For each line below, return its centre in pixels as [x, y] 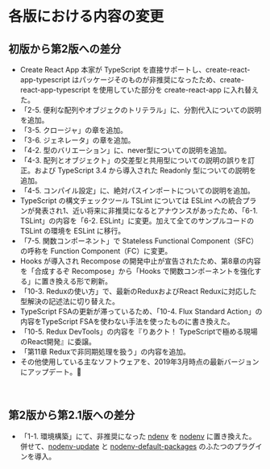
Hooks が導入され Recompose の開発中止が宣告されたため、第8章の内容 [140, 261]
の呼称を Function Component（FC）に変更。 [96, 251]
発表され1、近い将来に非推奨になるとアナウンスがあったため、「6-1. [146, 211]
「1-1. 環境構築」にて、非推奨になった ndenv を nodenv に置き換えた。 [138, 436]
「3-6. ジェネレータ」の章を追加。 [77, 140]
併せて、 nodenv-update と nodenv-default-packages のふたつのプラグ [137, 446]
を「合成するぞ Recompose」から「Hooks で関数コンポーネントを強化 [137, 271]
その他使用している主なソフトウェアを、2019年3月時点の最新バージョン [139, 362]
